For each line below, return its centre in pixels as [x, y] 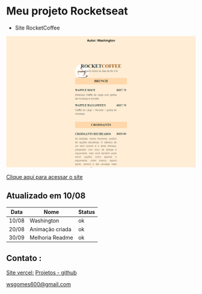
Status [86, 212]
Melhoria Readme [51, 237]
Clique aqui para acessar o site [44, 177]
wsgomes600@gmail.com [38, 284]
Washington [44, 220]
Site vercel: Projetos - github [41, 273]
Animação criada [51, 229]
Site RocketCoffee [37, 28]
